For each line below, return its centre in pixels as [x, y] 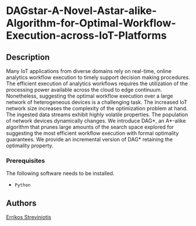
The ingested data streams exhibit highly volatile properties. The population [97, 114]
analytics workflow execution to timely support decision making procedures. [98, 77]
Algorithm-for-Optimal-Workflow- [91, 23]
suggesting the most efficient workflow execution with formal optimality [92, 133]
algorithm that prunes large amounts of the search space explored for [90, 127]
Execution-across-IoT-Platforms [86, 36]
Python [23, 185]
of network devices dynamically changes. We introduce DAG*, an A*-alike [96, 121]
